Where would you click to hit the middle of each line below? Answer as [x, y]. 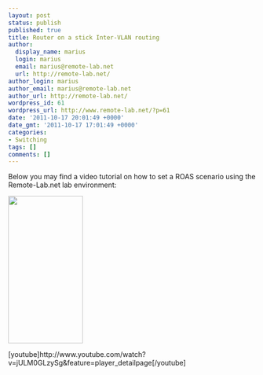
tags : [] [22, 147]
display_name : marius [51, 52]
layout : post [29, 15]
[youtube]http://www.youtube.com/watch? [77, 355]
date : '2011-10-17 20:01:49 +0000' [66, 118]
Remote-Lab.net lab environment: [62, 185]
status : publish [35, 23]
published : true [35, 30]
